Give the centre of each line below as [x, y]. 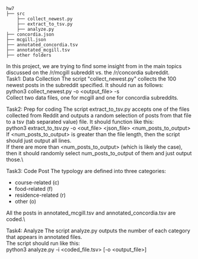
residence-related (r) [40, 195]
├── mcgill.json [26, 40]
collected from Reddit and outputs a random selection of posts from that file [99, 115]
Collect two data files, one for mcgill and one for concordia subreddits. [92, 97]
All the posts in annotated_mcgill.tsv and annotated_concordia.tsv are [91, 213]
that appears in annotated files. [44, 237]
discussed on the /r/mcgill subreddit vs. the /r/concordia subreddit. [88, 72]
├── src [16, 14]
